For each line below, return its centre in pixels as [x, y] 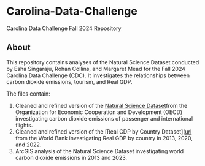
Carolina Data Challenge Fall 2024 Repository [64, 28]
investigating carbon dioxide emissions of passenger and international [104, 118]
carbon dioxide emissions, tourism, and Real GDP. [69, 81]
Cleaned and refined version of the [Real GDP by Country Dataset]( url [103, 131]
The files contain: [28, 94]
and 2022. [28, 145]
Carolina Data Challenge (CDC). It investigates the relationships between [98, 75]
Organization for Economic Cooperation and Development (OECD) [99, 112]
